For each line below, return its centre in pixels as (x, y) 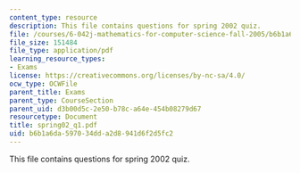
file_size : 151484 (43, 42)
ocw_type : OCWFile (43, 84)
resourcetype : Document (54, 117)
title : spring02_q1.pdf (54, 126)
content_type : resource (54, 17)
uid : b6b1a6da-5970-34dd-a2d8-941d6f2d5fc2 (92, 134)
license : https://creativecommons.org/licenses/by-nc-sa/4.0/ (127, 76)
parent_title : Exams (48, 92)
